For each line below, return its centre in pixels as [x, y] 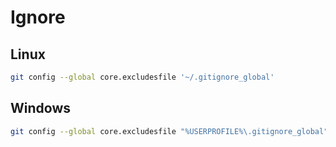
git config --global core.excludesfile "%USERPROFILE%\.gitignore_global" [169, 131]
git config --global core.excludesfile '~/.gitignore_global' [142, 77]
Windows [40, 108]
